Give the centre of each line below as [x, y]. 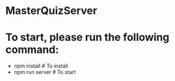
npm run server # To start [45, 72]
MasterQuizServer [52, 11]
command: [32, 50]
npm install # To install [41, 66]
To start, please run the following [88, 38]
